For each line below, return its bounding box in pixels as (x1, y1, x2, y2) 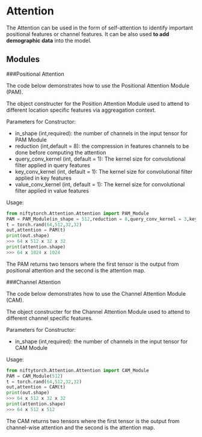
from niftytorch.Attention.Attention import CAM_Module (6, 367, 149, 373)
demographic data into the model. (6, 37, 92, 44)
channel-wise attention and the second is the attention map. (6, 424, 155, 431)
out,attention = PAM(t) (6, 227, 66, 233)
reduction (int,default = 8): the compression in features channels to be (14, 142, 189, 150)
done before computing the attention (14, 148, 106, 156)
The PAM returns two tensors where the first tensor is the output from (6, 260, 179, 267)
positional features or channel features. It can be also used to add (6, 30, 170, 37)
